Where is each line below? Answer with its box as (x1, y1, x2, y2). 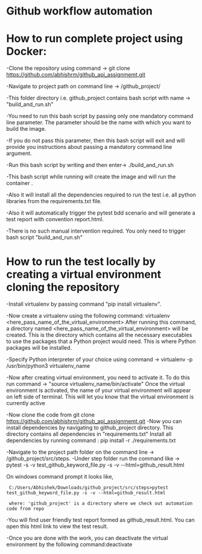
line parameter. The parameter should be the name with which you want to (6, 119, 192, 126)
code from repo (6, 506, 45, 512)
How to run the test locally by (6, 255, 156, 269)
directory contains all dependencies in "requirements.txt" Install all (6, 430, 172, 438)
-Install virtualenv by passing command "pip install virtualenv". (6, 300, 162, 308)
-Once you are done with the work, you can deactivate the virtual (6, 535, 168, 542)
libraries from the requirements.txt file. (6, 198, 102, 205)
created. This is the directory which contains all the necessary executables (6, 332, 192, 339)
